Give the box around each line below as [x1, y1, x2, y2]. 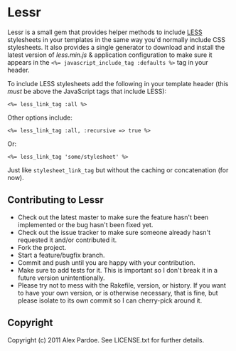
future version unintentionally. [17, 273, 105, 282]
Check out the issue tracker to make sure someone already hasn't [17, 228, 211, 236]
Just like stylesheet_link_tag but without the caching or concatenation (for [7, 165, 229, 174]
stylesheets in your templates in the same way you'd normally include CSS [7, 35, 226, 43]
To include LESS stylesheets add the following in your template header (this [7, 79, 229, 88]
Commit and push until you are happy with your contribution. [17, 258, 195, 267]
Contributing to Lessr [7, 194, 104, 206]
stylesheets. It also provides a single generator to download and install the [7, 43, 225, 51]
